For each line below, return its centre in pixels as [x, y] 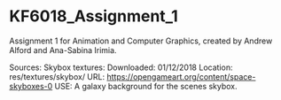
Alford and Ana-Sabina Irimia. [63, 50]
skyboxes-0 [31, 86]
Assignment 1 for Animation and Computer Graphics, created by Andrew [141, 41]
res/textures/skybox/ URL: [57, 76]
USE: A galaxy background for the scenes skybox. [146, 86]
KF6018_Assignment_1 [94, 16]
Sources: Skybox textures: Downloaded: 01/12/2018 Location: [121, 67]
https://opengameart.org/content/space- [181, 76]
